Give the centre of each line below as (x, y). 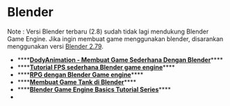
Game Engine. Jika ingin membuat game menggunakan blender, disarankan (115, 38)
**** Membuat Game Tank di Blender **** (77, 82)
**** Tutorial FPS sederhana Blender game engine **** (96, 67)
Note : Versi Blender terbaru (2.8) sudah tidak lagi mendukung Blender (108, 31)
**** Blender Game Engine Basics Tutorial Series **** (94, 89)
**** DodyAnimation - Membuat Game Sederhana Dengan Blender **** (120, 59)
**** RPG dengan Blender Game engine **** (80, 75)
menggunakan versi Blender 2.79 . (56, 46)
